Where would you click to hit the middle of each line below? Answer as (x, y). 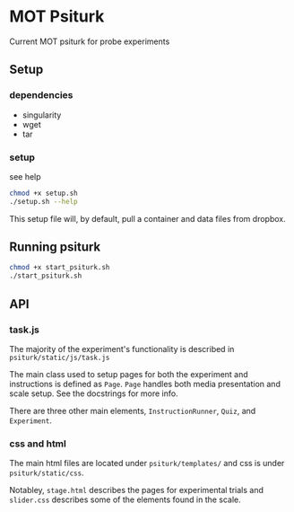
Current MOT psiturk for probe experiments (90, 41)
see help (26, 176)
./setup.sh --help (43, 201)
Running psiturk (55, 247)
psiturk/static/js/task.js (60, 358)
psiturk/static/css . (47, 472)
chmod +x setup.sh (43, 193)
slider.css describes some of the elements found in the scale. (125, 499)
